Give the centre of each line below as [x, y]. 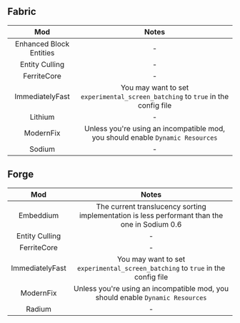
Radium [39, 309]
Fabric [22, 12]
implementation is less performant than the [151, 215]
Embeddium [39, 215]
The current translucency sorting [151, 206]
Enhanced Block [42, 43]
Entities [42, 53]
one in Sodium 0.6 [151, 224]
